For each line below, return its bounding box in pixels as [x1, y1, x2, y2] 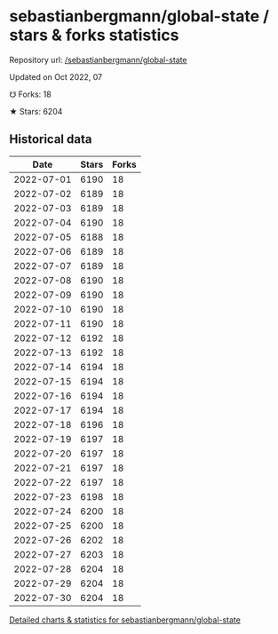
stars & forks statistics [9, 25, 179, 45]
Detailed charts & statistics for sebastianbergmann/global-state [9, 614, 242, 625]
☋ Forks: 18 [9, 89, 52, 99]
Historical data [9, 131, 92, 147]
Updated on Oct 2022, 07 [9, 71, 103, 82]
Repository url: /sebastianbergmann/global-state [9, 54, 187, 65]
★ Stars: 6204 [9, 106, 63, 116]
